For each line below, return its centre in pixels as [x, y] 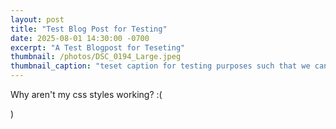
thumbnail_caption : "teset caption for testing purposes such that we [160, 66]
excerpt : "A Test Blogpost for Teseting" [98, 47]
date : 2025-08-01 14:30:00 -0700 [80, 38]
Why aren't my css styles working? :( [86, 94]
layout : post [37, 19]
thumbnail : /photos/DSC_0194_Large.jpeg [96, 57]
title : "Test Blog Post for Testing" [89, 29]
